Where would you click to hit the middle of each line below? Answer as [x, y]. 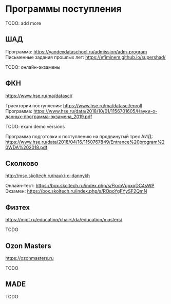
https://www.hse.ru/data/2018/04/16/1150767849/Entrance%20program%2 [85, 142]
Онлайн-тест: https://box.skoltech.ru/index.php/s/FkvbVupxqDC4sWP [80, 186]
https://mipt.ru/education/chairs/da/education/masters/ [64, 220]
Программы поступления [63, 9]
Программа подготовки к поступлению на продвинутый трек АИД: [79, 136]
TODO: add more [23, 23]
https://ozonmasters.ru [30, 258]
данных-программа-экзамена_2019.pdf [49, 117]
